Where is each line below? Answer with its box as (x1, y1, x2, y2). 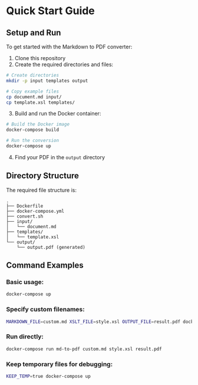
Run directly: (6, 333, 44, 341)
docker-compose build (6, 127, 60, 133)
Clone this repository (14, 55, 66, 61)
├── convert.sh (6, 213, 44, 219)
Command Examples (6, 261, 84, 271)
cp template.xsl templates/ (6, 99, 75, 106)
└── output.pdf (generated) (16, 244, 85, 250)
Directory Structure (6, 171, 80, 181)
